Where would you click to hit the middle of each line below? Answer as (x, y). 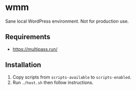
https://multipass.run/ (35, 49)
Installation (23, 65)
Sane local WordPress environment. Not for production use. (67, 21)
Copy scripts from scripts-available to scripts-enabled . (72, 77)
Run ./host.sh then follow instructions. (53, 82)
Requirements (28, 37)
